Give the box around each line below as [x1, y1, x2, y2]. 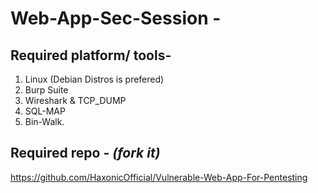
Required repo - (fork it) [10, 145, 161, 162]
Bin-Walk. [24, 116, 65, 127]
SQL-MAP [24, 105, 66, 117]
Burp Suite [24, 84, 69, 96]
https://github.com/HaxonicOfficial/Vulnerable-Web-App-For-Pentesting [10, 171, 308, 183]
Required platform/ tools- [10, 47, 172, 64]
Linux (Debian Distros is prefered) [24, 73, 165, 85]
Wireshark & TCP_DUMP [24, 95, 127, 106]
